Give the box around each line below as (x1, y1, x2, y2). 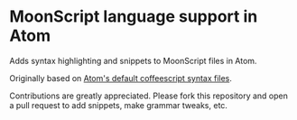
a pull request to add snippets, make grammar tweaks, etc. (9, 99, 228, 110)
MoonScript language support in (9, 6, 258, 27)
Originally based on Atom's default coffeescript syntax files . (9, 72, 233, 83)
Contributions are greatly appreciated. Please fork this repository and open (9, 90, 289, 101)
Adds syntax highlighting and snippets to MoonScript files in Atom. (9, 55, 257, 66)
